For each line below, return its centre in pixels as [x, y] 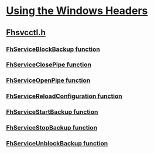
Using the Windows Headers [77, 11]
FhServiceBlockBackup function [53, 49]
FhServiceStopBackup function [52, 128]
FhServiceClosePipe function [49, 64]
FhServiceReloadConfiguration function [64, 96]
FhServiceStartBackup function [52, 112]
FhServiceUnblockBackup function [57, 144]
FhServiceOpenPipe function [48, 80]
